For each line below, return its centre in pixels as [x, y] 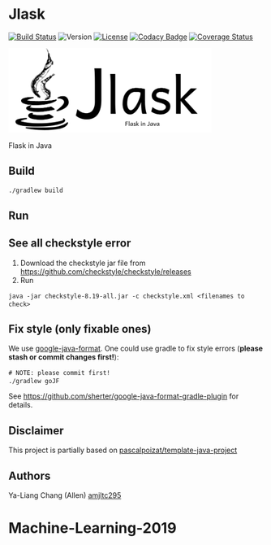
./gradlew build [36, 191]
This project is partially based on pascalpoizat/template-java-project [123, 450]
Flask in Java [30, 145]
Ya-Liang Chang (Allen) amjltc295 [65, 495]
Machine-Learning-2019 [92, 528]
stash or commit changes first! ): [64, 357]
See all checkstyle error [70, 244]
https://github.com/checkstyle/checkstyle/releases [106, 271]
